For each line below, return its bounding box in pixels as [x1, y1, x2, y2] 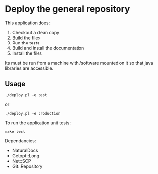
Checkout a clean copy [12, 29, 60, 35]
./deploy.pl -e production [5, 111, 61, 116]
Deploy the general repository [5, 3, 130, 15]
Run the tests [12, 40, 39, 45]
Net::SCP [12, 158, 31, 164]
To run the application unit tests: [5, 120, 71, 126]
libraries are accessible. [5, 65, 54, 71]
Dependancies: [5, 137, 36, 144]
